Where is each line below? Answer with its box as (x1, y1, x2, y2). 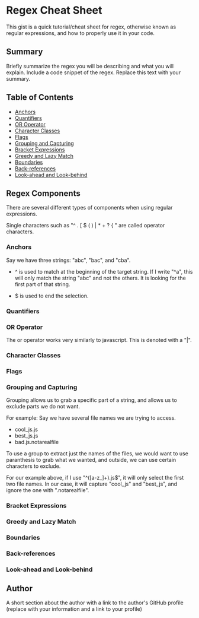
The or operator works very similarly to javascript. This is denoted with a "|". (6, 336, 192, 343)
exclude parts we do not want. (6, 403, 80, 410)
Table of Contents (6, 93, 74, 103)
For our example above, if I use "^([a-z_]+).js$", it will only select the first (6, 474, 184, 481)
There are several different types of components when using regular (6, 204, 173, 211)
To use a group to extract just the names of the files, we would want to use (6, 450, 188, 457)
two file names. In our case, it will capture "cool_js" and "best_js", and (6, 480, 178, 487)
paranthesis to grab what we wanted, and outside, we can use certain (6, 457, 176, 464)
